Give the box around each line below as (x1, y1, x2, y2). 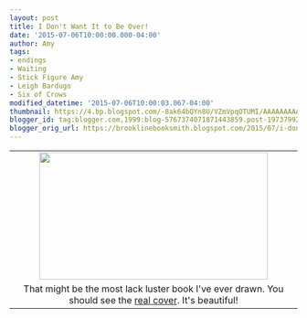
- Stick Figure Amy (9, 73, 84, 82)
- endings (9, 56, 48, 65)
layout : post (9, 13, 59, 23)
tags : (9, 48, 30, 57)
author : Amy (9, 38, 55, 48)
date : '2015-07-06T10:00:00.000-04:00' (9, 30, 162, 39)
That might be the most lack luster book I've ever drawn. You (23, 282, 284, 295)
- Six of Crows (9, 90, 68, 99)
